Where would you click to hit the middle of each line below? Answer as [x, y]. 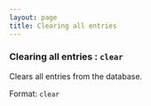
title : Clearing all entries [63, 26]
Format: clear [35, 94]
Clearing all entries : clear [66, 57]
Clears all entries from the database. [76, 76]
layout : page [33, 17]
